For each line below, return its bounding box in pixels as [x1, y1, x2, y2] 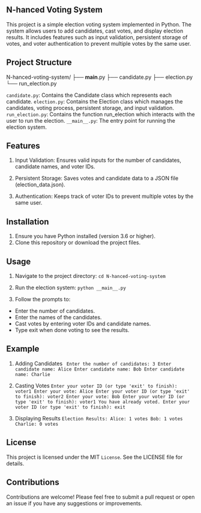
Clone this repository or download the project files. [14, 239, 141, 246]
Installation [6, 217, 49, 227]
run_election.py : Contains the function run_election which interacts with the [6, 111, 195, 118]
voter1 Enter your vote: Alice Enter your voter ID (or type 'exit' [14, 388, 190, 395]
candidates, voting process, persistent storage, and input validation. [6, 104, 175, 111]
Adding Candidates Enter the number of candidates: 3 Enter [14, 360, 172, 367]
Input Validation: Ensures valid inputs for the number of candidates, [14, 156, 182, 164]
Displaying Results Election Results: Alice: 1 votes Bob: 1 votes [14, 414, 183, 422]
